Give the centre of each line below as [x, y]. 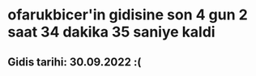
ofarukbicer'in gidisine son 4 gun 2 [128, 15]
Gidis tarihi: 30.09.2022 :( [75, 62]
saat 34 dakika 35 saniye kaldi [111, 32]
